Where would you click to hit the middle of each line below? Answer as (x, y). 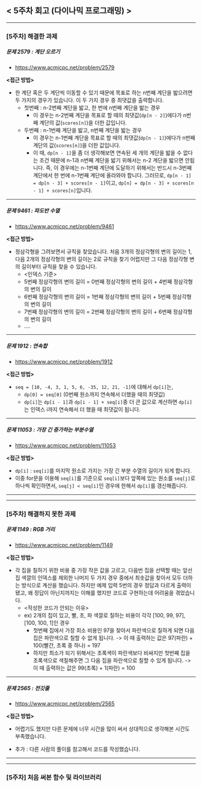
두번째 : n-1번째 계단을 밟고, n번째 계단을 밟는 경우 (83, 130)
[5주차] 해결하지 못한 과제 (41, 514)
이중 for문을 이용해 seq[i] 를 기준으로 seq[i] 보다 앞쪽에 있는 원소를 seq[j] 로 (105, 478)
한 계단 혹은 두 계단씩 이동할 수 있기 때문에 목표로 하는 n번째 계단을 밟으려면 (104, 93)
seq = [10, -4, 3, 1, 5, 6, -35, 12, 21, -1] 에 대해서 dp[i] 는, (94, 387)
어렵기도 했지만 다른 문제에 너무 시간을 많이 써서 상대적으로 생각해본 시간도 (103, 729)
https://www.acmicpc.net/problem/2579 (65, 67)
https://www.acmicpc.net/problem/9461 (64, 226)
